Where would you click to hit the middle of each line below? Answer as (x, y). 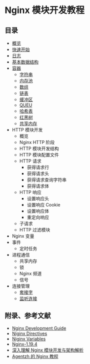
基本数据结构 (25, 62)
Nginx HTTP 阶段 (37, 142)
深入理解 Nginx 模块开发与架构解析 (48, 350)
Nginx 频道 (30, 273)
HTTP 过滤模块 (35, 230)
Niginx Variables (29, 338)
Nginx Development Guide (39, 328)
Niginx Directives (29, 333)
